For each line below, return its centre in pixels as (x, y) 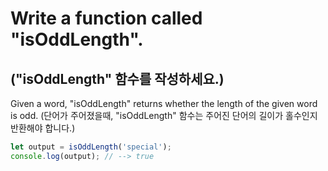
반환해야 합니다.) (43, 128)
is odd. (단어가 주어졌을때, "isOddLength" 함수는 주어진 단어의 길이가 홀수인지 (164, 115)
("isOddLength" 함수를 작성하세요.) (117, 78)
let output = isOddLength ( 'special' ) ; (91, 147)
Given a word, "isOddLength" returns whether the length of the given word (164, 103)
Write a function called (106, 18)
